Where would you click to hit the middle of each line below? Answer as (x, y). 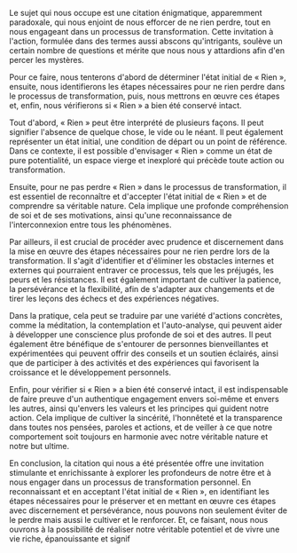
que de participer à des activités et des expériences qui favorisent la (134, 363)
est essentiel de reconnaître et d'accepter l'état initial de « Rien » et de (138, 196)
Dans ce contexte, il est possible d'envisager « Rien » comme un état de (141, 151)
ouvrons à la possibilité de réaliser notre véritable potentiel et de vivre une (145, 529)
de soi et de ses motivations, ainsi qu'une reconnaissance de (121, 215)
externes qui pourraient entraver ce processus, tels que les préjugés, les (142, 270)
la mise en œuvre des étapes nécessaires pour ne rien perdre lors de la (140, 251)
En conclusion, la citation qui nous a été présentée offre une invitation (137, 463)
